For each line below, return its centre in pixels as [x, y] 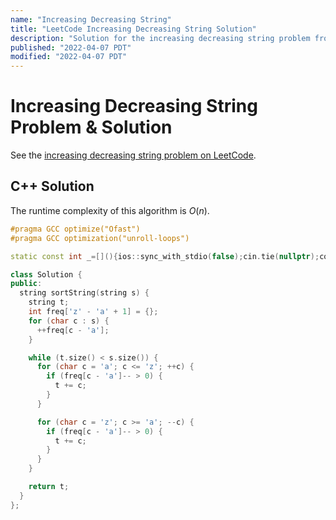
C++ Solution [52, 186]
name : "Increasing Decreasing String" [91, 19]
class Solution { [46, 274]
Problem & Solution [91, 127]
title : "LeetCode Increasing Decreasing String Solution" [133, 29]
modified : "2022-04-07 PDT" [69, 57]
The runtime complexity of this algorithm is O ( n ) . [110, 210]
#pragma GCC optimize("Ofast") [75, 229]
